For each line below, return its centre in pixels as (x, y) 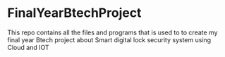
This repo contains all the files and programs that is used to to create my (112, 32)
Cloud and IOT (28, 47)
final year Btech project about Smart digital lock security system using (109, 39)
